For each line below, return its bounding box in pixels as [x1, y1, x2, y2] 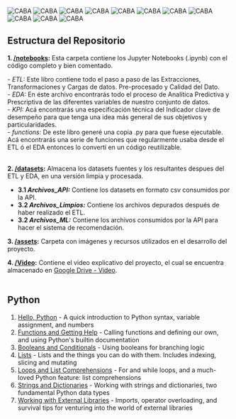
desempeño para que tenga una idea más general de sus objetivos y [7, 112, 208, 121]
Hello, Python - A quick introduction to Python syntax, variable [17, 312, 201, 321]
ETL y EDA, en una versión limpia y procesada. [7, 171, 144, 180]
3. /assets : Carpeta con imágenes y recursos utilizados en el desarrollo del [7, 236, 227, 245]
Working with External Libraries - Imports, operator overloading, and [17, 396, 218, 404]
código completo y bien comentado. [7, 61, 113, 70]
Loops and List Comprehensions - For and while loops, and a [17, 366, 196, 374]
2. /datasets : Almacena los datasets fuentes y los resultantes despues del [7, 164, 225, 173]
